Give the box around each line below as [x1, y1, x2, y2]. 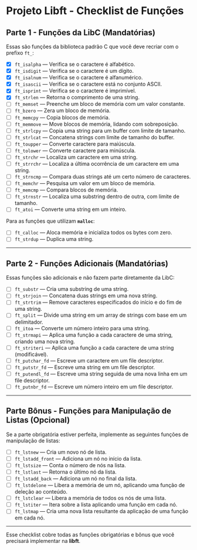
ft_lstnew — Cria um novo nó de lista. [14, 448, 107, 455]
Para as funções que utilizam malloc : [6, 217, 95, 224]
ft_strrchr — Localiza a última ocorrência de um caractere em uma [14, 160, 179, 167]
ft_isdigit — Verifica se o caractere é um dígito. [14, 68, 134, 75]
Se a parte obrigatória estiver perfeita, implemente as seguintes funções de [6, 431, 189, 438]
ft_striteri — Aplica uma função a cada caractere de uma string [14, 344, 174, 351]
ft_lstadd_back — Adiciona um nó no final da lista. [14, 475, 137, 482]
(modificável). [14, 351, 49, 358]
